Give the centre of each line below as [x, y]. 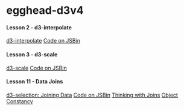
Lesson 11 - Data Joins [35, 82]
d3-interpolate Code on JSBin [43, 41]
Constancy [20, 101]
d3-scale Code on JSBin [37, 68]
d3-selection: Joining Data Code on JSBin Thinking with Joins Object [92, 95]
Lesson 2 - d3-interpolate [39, 27]
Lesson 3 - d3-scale [32, 54]
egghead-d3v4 [45, 10]
